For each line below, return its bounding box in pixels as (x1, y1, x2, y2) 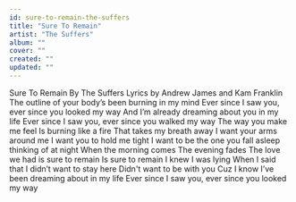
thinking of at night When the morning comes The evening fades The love (9, 144, 281, 155)
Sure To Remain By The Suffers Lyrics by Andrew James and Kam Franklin (9, 87, 283, 98)
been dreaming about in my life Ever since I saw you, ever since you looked (9, 173, 287, 183)
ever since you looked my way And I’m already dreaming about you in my (9, 106, 279, 117)
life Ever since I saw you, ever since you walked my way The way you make (9, 115, 288, 126)
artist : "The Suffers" (9, 29, 94, 38)
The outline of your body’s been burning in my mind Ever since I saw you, (9, 97, 280, 107)
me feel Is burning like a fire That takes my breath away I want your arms (9, 125, 277, 136)
